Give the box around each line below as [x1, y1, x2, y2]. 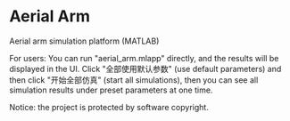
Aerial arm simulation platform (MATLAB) [9, 36, 160, 46]
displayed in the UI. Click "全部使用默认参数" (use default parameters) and [9, 63, 282, 74]
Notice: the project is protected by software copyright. [9, 101, 210, 112]
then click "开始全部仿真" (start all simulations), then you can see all [9, 74, 259, 85]
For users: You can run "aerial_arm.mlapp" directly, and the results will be [9, 52, 279, 63]
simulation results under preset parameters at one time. [9, 85, 213, 95]
